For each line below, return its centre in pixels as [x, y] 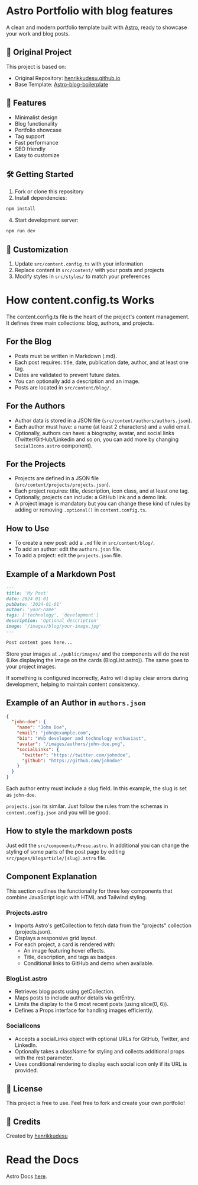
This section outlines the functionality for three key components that [89, 891]
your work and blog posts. [38, 33]
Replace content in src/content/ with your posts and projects [89, 270]
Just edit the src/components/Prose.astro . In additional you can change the [98, 845]
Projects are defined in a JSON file [57, 478]
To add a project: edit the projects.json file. [68, 555]
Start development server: [46, 220]
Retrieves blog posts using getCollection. [65, 992]
